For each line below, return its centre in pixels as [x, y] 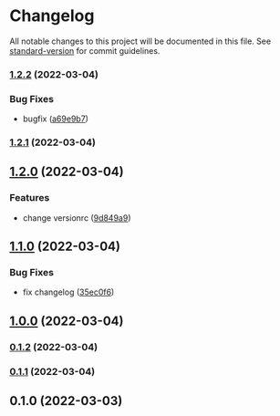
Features [30, 198]
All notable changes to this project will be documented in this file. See [140, 41]
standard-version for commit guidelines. [85, 50]
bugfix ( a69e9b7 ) [56, 119]
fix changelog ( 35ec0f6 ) [68, 292]
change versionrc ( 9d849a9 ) [77, 218]
